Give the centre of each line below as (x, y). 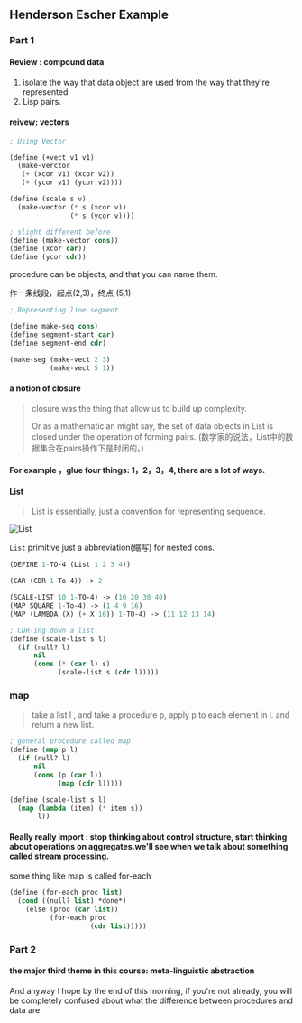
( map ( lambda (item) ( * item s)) (80, 808)
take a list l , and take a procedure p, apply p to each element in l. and (160, 715)
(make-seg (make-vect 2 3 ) (60, 359)
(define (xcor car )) (48, 249)
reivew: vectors (39, 122)
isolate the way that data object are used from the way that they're (146, 82)
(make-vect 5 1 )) (82, 368)
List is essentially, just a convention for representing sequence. (148, 511)
